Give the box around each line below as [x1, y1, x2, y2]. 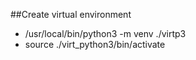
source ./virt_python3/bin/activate [24, 39, 166, 50]
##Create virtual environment [10, 9, 132, 20]
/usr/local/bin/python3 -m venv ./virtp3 [24, 28, 187, 39]
